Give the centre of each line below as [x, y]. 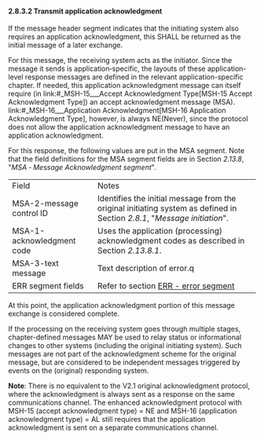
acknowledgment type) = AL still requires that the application [107, 420]
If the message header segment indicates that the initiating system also [124, 28]
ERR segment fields [48, 286]
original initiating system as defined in [167, 208]
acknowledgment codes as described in [171, 241]
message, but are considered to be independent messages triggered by [125, 362]
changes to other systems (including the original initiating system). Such [125, 346]
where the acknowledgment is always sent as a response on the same [122, 394]
